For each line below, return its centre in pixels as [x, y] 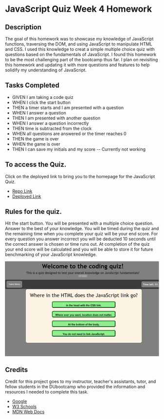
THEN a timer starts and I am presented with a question [68, 107]
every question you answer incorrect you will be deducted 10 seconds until [81, 239]
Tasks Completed [32, 85]
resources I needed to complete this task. [47, 392]
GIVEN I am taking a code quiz [43, 97]
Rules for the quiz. [33, 212]
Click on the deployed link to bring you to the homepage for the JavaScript [80, 176]
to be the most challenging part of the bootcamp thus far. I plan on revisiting [82, 59]
